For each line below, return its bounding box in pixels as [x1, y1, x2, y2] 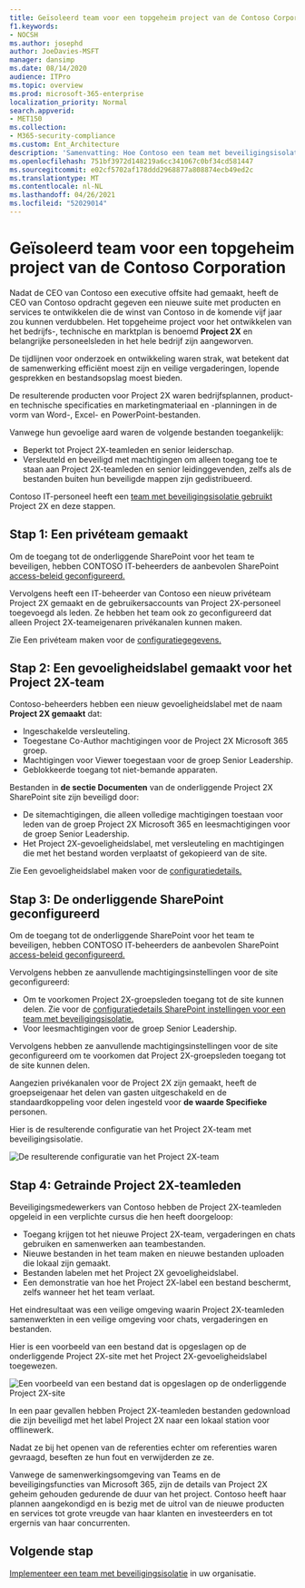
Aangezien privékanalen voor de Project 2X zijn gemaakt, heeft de [9, 1077, 257, 1089]
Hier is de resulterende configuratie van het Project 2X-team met [9, 1124, 252, 1135]
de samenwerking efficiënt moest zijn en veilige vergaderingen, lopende [9, 362, 280, 373]
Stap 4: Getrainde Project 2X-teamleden [9, 1177, 242, 1193]
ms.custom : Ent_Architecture [9, 140, 120, 149]
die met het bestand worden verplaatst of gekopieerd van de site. [22, 848, 268, 858]
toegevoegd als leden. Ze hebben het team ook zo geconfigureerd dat [9, 607, 272, 618]
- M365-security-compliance [9, 132, 116, 141]
